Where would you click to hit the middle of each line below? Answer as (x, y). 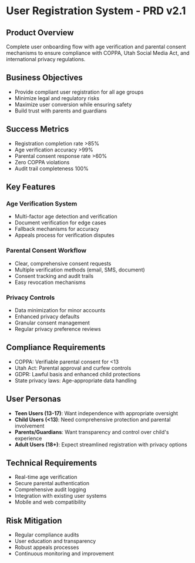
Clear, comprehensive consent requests (63, 263)
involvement (29, 426)
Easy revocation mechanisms (50, 282)
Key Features (31, 187)
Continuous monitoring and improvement (64, 554)
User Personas (34, 399)
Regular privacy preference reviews (58, 329)
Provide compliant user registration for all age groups (79, 92)
